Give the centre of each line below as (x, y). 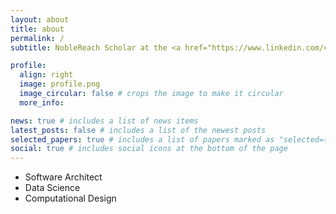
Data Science (52, 188)
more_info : (42, 102)
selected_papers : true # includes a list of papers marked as (142, 139)
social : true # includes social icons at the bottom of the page (149, 149)
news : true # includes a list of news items (104, 121)
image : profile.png (60, 84)
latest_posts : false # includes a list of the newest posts (138, 130)
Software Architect (63, 177)
